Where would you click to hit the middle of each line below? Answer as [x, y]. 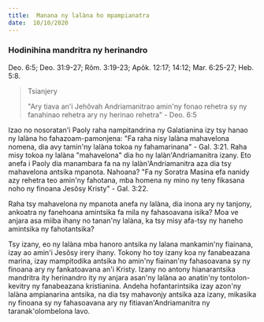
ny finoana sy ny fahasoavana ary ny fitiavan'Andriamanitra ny [109, 302]
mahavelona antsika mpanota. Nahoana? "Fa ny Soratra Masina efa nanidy [129, 172]
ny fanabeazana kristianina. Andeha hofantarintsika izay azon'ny [137, 286]
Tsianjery [42, 91]
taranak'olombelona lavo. [49, 311]
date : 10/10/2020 [38, 23]
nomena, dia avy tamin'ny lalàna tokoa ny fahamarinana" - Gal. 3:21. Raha [128, 146]
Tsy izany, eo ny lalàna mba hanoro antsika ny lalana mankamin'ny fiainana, [131, 244]
